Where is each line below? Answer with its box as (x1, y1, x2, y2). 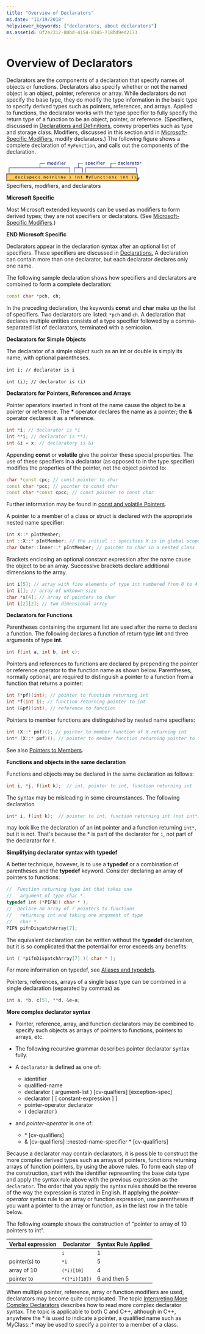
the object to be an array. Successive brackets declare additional (6, 562, 170, 569)
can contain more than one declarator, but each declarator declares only (6, 256, 189, 263)
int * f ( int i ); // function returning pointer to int (6, 699, 146, 705)
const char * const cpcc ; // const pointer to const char (6, 490, 154, 496)
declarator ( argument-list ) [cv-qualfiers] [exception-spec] (24, 1089, 173, 1096)
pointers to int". (6, 1227, 45, 1234)
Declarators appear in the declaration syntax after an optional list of (6, 242, 176, 250)
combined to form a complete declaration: (6, 280, 112, 288)
